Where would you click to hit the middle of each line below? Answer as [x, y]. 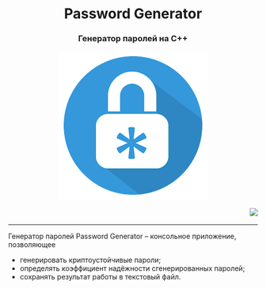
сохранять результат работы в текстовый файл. [100, 277]
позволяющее [32, 245]
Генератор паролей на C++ [133, 39]
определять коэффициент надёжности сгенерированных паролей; [132, 268]
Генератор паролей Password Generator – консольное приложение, [122, 236]
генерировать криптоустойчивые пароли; [90, 260]
